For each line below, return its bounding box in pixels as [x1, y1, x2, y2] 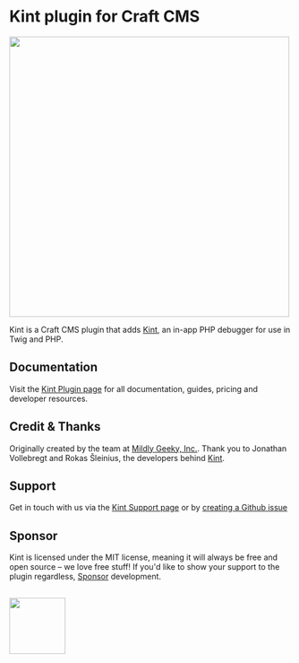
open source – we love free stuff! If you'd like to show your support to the [9, 562, 280, 572]
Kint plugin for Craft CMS [9, 6, 201, 27]
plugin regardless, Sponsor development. [9, 571, 162, 582]
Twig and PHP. [9, 334, 64, 345]
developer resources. [9, 393, 88, 404]
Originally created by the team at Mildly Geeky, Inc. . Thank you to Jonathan [9, 442, 287, 454]
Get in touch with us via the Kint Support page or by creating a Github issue [9, 502, 288, 513]
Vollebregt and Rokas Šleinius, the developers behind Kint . [9, 452, 226, 463]
